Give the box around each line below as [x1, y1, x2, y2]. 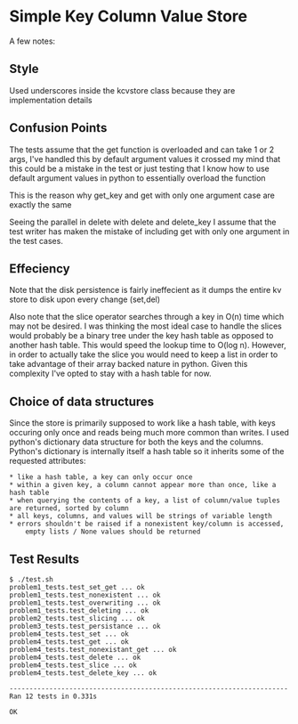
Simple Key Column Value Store [9, 6, 247, 27]
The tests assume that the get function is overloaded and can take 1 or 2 [9, 144, 274, 155]
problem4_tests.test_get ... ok [9, 638, 129, 647]
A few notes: [9, 36, 56, 46]
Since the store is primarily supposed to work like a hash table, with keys [9, 418, 276, 428]
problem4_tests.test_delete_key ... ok [9, 669, 157, 678]
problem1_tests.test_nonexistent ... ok [9, 590, 162, 599]
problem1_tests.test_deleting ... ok [9, 606, 149, 615]
